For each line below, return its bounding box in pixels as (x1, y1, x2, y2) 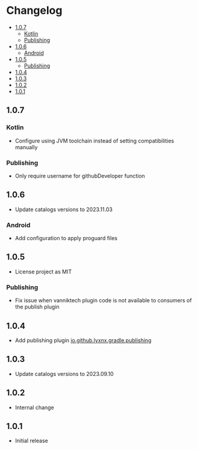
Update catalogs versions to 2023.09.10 (14, 370, 114, 377)
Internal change (14, 404, 54, 411)
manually (14, 143, 38, 151)
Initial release (14, 437, 48, 444)
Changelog (6, 4, 63, 18)
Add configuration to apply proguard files (14, 235, 118, 242)
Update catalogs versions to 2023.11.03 (14, 206, 113, 213)
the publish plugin (14, 303, 60, 311)
